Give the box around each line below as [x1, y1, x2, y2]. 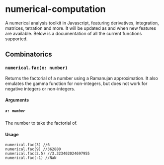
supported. [5, 36, 28, 42]
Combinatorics [5, 50, 52, 59]
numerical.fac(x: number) [5, 65, 68, 71]
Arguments [5, 97, 29, 103]
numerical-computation [5, 3, 106, 15]
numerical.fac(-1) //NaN [5, 156, 57, 161]
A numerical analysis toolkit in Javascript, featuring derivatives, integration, [5, 20, 159, 26]
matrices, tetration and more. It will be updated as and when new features [5, 25, 157, 31]
